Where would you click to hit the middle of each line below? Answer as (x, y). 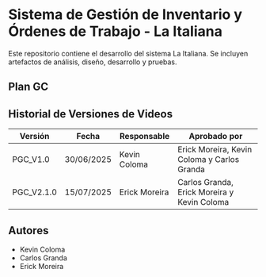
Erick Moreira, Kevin (215, 150)
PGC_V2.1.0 (34, 192)
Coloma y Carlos (209, 160)
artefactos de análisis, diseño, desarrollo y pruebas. (93, 62)
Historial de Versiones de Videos (91, 114)
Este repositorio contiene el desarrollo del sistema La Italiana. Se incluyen (128, 53)
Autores (28, 231)
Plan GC (28, 87)
